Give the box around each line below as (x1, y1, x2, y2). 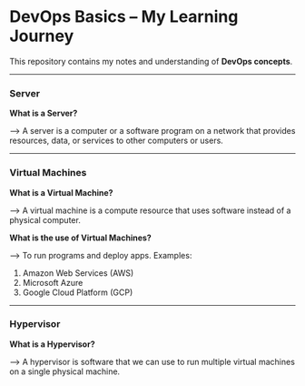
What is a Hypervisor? (9, 339, 95, 350)
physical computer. (9, 214, 82, 225)
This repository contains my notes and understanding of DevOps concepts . (9, 56, 293, 66)
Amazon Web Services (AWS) (22, 267, 134, 279)
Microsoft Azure (22, 277, 84, 288)
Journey (9, 25, 74, 46)
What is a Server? (9, 107, 78, 119)
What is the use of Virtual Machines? (9, 232, 152, 243)
